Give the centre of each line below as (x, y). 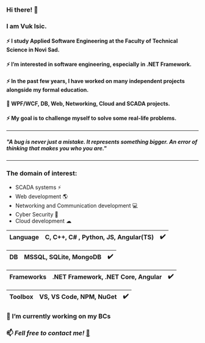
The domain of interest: (42, 174)
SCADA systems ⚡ (38, 187)
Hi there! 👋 (22, 10)
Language (24, 237)
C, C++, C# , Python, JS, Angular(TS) (99, 237)
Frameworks (28, 277)
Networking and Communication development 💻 (77, 205)
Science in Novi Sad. (33, 50)
